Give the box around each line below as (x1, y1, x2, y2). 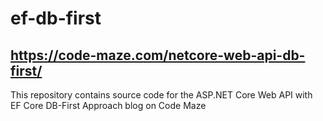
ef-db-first (10, 7, 102, 30)
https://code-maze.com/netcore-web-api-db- (10, 47, 306, 64)
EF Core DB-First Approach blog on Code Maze (10, 100, 207, 111)
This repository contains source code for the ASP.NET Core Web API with (10, 89, 313, 101)
